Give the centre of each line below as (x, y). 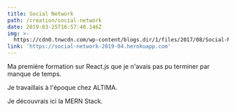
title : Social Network (40, 14)
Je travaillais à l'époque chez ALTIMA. (63, 87)
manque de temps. (34, 74)
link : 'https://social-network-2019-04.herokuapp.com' (89, 46)
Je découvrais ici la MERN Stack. (55, 101)
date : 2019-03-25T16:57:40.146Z (54, 27)
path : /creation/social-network (54, 20)
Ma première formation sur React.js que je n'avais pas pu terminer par (109, 66)
